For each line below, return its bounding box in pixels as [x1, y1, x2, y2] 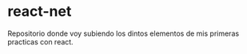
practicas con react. [7, 37, 74, 46]
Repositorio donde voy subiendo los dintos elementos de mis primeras [7, 29, 240, 38]
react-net [7, 2, 72, 21]
